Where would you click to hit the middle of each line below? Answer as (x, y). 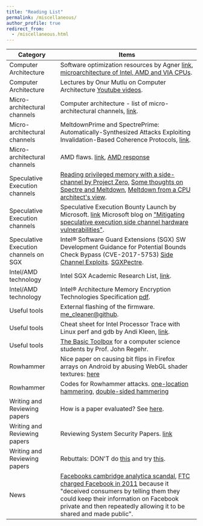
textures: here (80, 374)
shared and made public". (97, 514)
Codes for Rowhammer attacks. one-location (124, 384)
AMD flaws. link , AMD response (105, 157)
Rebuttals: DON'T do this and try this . (113, 459)
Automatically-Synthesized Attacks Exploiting (125, 132)
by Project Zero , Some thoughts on (134, 182)
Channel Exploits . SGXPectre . (102, 262)
